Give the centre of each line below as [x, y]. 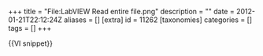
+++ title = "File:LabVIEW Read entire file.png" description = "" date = [121, 11]
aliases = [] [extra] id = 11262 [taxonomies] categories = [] [158, 20]
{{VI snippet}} [31, 43]
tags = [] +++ [30, 28]
